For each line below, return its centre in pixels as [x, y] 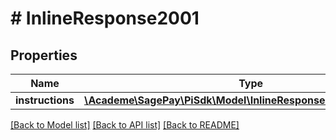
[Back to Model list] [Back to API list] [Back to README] [125, 125]
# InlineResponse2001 [105, 18]
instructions [45, 100]
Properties [44, 55]
